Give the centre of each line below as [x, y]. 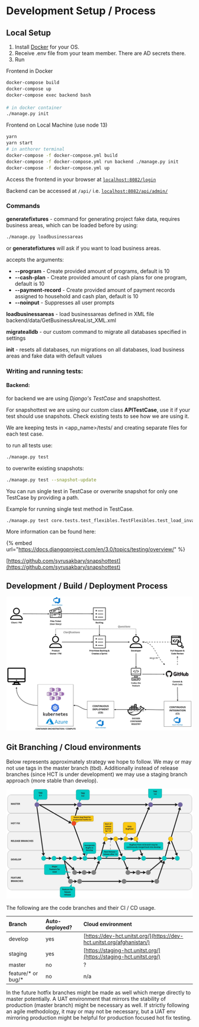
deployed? [59, 927]
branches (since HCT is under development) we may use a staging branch [97, 774]
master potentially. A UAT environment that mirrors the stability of [86, 999]
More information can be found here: [51, 532]
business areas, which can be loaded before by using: [72, 225]
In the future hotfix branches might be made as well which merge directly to [99, 993]
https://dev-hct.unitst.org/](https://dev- [134, 936]
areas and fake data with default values [54, 356]
